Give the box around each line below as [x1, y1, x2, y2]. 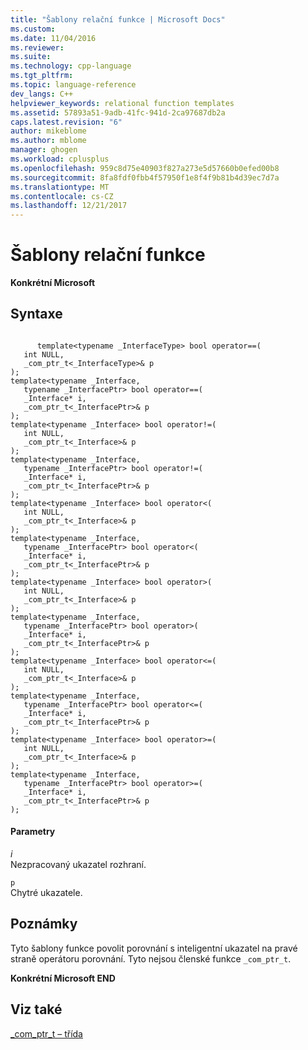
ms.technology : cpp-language [10, 61, 132, 71]
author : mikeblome [10, 126, 87, 136]
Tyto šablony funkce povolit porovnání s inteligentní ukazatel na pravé [10, 942, 298, 954]
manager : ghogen [10, 145, 78, 155]
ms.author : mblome [10, 136, 87, 146]
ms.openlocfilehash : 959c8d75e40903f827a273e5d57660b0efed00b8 [10, 163, 280, 173]
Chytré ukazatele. [10, 887, 83, 899]
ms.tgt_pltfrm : [10, 71, 74, 81]
